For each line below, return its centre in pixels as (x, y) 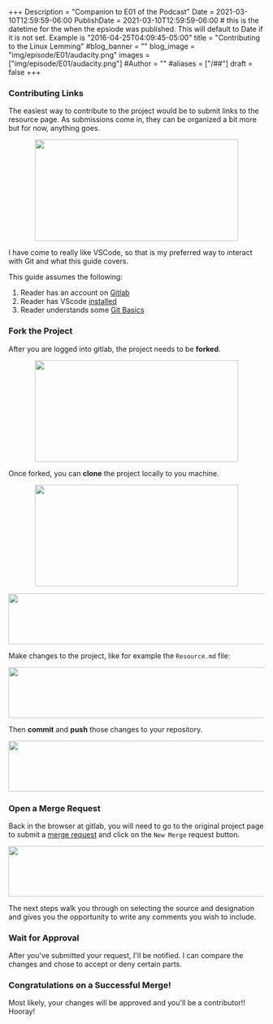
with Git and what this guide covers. (68, 261)
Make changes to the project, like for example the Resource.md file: (119, 655)
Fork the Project (41, 331)
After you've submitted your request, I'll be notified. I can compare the (126, 956)
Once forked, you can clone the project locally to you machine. (114, 473)
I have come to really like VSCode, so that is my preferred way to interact (131, 253)
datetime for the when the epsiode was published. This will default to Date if (136, 29)
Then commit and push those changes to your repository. (106, 729)
